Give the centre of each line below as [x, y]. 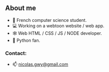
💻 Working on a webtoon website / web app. [58, 26]
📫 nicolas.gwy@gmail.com [40, 65]
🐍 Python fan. [26, 40]
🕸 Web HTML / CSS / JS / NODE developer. [57, 33]
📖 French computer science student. [49, 20]
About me [21, 8]
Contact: [16, 53]
